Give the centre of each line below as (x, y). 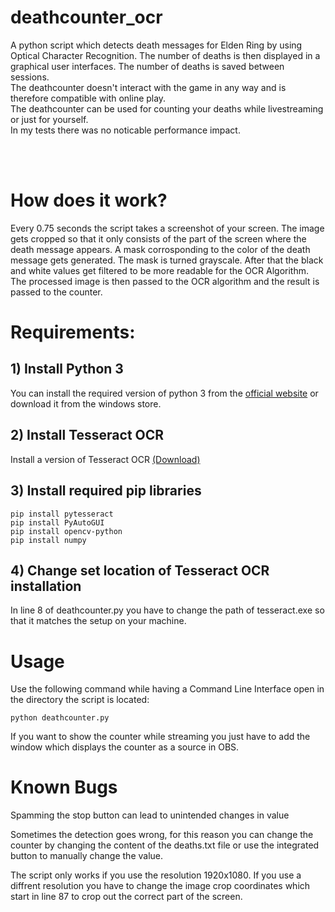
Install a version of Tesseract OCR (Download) (105, 459)
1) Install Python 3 (67, 369)
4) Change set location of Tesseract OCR (140, 570)
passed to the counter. (56, 292)
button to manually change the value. (87, 856)
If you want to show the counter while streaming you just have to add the (160, 737)
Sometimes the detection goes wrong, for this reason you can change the (162, 835)
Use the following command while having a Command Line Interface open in (167, 689)
